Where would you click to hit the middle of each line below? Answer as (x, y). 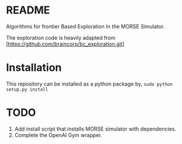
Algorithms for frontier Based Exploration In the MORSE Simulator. (85, 26)
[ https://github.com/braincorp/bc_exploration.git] (65, 44)
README (28, 10)
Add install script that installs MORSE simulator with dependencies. (95, 129)
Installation (34, 68)
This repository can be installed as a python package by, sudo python (89, 84)
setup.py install (27, 89)
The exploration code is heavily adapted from (61, 37)
